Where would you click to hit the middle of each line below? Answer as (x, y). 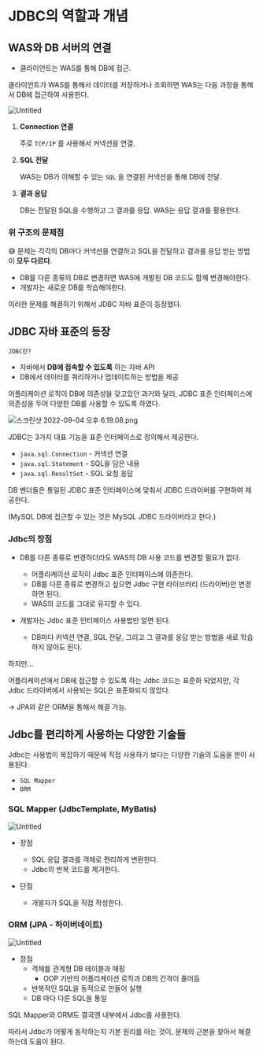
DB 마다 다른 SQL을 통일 (69, 998)
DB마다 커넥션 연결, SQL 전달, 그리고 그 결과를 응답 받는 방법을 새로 (135, 637)
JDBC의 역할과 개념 (68, 16)
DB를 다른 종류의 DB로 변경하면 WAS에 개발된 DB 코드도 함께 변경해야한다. (135, 278)
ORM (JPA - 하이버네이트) (56, 925)
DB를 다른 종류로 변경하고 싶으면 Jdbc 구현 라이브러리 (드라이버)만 (134, 584)
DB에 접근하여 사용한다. (52, 94)
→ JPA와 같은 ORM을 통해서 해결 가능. (68, 707)
